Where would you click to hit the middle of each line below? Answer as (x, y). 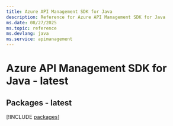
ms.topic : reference (32, 28)
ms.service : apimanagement (39, 39)
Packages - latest (39, 103)
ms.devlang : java (28, 34)
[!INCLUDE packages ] (33, 117)
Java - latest (37, 81)
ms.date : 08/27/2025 (32, 22)
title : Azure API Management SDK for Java (59, 12)
